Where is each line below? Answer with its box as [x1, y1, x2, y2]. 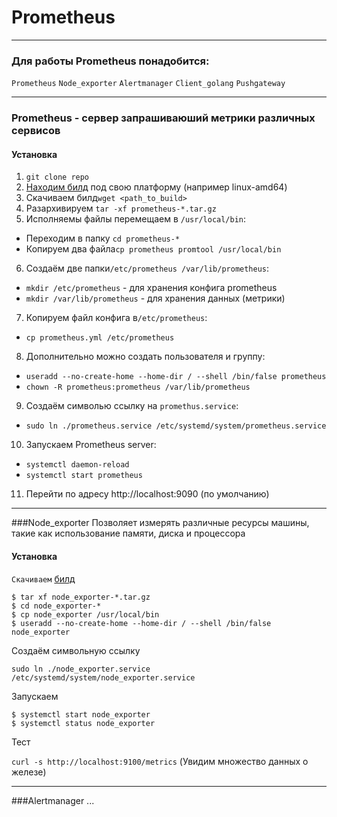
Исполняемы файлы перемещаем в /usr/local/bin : [25, 213, 247, 225]
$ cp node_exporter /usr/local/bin [11, 609, 160, 620]
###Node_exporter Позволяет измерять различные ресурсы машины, [11, 517, 310, 529]
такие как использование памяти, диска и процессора [11, 527, 246, 540]
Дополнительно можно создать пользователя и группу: [25, 351, 266, 363]
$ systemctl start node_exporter [11, 709, 151, 720]
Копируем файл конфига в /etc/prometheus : [25, 312, 208, 324]
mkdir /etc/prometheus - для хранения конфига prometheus [25, 282, 278, 294]
